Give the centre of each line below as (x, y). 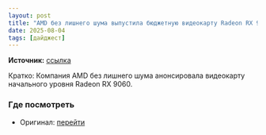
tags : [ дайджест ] (37, 38)
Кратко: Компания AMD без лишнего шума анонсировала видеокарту (127, 75)
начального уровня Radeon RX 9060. (70, 84)
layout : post (30, 15)
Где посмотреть (42, 105)
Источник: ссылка (40, 60)
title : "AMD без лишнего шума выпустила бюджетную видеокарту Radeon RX (131, 23)
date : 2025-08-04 (37, 30)
